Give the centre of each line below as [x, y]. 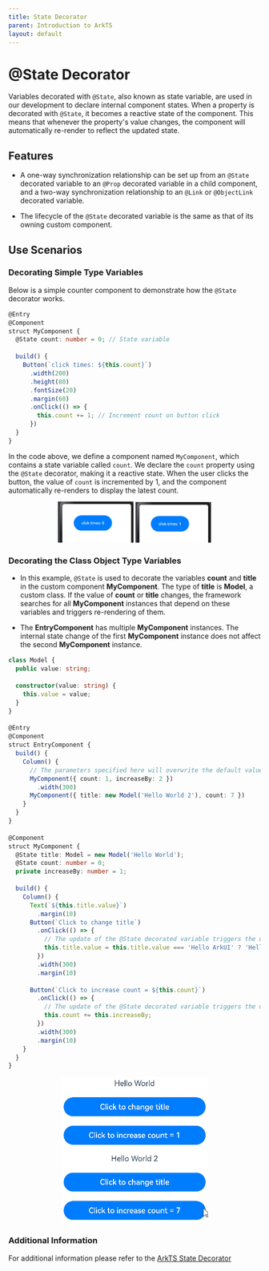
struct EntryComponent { [50, 745]
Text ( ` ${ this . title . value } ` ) [78, 905]
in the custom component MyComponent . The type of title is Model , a [137, 587]
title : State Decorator [48, 17]
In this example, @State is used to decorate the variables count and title [138, 578]
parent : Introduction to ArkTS [60, 25]
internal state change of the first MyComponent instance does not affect [140, 636]
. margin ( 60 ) [49, 399]
